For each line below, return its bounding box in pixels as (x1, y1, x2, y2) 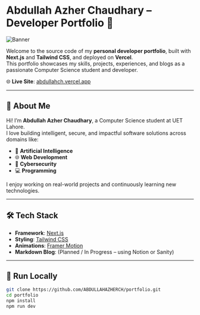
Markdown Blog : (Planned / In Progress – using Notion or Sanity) (14, 248, 174, 256)
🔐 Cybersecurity (14, 160, 57, 167)
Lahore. (6, 123, 25, 130)
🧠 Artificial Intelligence (14, 147, 73, 155)
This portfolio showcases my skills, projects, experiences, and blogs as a (6, 60, 185, 67)
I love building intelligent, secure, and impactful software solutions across (6, 129, 186, 137)
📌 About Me (6, 101, 51, 111)
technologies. (6, 187, 40, 194)
